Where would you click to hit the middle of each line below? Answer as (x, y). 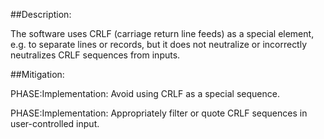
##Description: (41, 14)
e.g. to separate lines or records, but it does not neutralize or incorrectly (159, 44)
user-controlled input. (55, 123)
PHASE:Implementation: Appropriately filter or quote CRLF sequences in (159, 113)
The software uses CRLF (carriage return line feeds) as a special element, (162, 33)
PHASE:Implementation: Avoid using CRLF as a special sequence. (145, 93)
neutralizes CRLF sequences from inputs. (95, 55)
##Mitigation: (37, 74)
